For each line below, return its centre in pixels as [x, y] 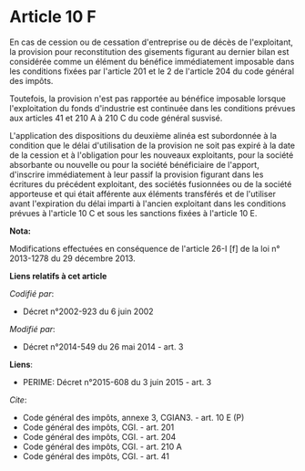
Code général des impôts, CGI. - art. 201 [98, 427]
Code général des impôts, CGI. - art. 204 [99, 436]
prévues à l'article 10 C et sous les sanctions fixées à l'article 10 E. [133, 213]
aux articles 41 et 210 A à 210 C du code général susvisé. [116, 118]
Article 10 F [53, 17]
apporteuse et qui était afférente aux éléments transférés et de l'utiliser [142, 194]
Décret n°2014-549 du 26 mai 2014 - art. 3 [103, 346]
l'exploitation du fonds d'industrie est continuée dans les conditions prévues [152, 108]
